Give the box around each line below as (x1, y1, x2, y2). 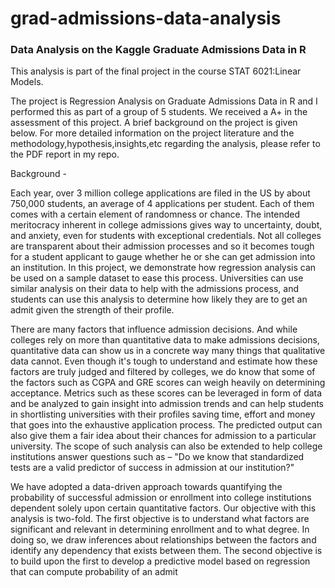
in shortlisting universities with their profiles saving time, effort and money (10, 408, 316, 421)
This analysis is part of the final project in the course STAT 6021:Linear (10, 65, 302, 77)
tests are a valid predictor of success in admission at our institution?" (10, 462, 295, 474)
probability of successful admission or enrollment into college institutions (10, 492, 312, 504)
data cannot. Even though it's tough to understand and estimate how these (10, 355, 318, 367)
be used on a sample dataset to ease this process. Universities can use (10, 272, 304, 284)
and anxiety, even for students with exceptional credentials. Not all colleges (10, 230, 322, 242)
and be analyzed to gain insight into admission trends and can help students (10, 398, 325, 410)
